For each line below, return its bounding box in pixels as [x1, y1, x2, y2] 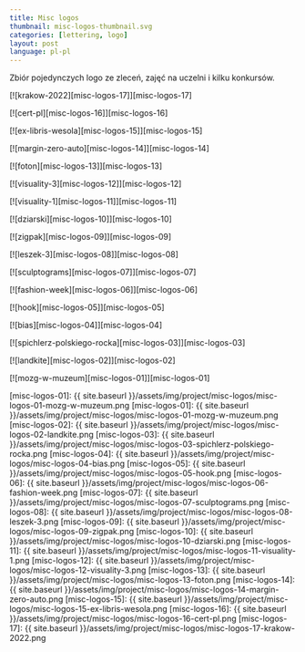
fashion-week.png [9, 487, 78, 498]
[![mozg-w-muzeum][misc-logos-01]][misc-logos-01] [9, 373, 210, 384]
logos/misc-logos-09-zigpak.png [9, 526, 135, 537]
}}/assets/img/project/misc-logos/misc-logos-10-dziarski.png [9, 535, 241, 547]
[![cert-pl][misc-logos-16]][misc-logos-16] [9, 108, 168, 119]
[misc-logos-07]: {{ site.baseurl [79, 487, 198, 498]
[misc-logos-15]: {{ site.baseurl [65, 594, 182, 605]
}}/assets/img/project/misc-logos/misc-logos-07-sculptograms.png [9, 497, 264, 508]
